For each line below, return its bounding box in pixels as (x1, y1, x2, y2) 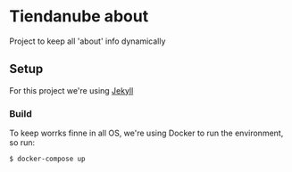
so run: (9, 137, 36, 148)
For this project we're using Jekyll (9, 85, 134, 95)
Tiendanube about (9, 6, 149, 27)
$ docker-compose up (9, 154, 87, 164)
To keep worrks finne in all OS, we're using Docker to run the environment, (9, 127, 284, 139)
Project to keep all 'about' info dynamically (9, 36, 166, 46)
